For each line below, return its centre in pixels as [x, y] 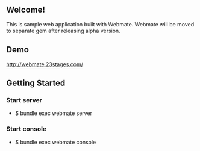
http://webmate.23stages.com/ [45, 64]
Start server [24, 100]
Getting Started [36, 83]
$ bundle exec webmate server [53, 113]
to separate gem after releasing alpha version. [63, 31]
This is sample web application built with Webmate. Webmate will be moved [100, 24]
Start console [27, 129]
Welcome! [26, 10]
